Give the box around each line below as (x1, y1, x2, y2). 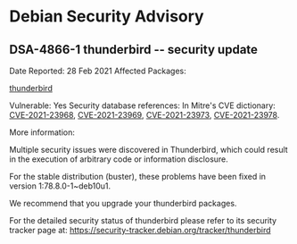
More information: (9, 127, 76, 138)
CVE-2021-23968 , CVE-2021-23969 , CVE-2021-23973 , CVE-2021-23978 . (9, 110, 280, 120)
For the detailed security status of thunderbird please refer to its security (9, 215, 277, 225)
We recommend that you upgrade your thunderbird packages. (9, 198, 237, 208)
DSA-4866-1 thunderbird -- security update (9, 42, 259, 57)
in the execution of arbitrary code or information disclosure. (9, 154, 229, 164)
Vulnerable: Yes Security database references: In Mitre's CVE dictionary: (9, 100, 276, 111)
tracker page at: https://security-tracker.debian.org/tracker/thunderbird (9, 225, 271, 235)
